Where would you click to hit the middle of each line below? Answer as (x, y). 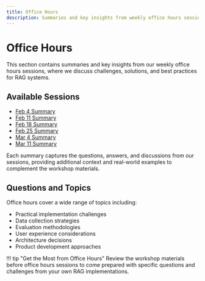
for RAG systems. (28, 77)
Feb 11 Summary (36, 118)
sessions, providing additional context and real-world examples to (89, 162)
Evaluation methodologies (48, 227)
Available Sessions (43, 97)
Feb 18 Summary (36, 124)
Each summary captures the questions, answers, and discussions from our (100, 155)
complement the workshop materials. (53, 169)
